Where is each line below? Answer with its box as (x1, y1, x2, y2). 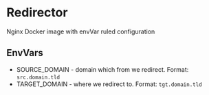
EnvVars (6, 47, 44, 59)
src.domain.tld (16, 74, 60, 81)
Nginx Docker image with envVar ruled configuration (6, 27, 155, 36)
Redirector (6, 5, 68, 21)
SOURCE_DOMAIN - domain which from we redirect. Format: (16, 65, 189, 73)
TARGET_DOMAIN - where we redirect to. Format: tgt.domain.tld (16, 80, 202, 88)
